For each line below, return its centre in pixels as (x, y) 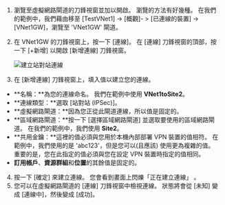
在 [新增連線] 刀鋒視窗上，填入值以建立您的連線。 (84, 80)
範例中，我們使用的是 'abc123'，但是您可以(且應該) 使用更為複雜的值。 (114, 145)
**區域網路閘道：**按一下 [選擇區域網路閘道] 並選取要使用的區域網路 (111, 120)
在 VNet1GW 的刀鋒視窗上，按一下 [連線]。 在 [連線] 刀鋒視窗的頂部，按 (115, 42)
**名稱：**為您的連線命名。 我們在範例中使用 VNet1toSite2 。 (101, 94)
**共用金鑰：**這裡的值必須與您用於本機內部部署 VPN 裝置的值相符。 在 (116, 137)
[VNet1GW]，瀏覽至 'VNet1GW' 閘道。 (68, 27)
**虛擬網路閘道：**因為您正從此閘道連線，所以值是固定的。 (98, 111)
